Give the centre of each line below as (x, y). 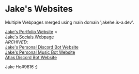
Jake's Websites (39, 9)
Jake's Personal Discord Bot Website (42, 47)
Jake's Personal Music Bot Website (40, 52)
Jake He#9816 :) (21, 67)
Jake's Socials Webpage (30, 37)
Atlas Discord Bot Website (31, 57)
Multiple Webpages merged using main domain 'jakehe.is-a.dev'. (69, 22)
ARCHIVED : (16, 42)
